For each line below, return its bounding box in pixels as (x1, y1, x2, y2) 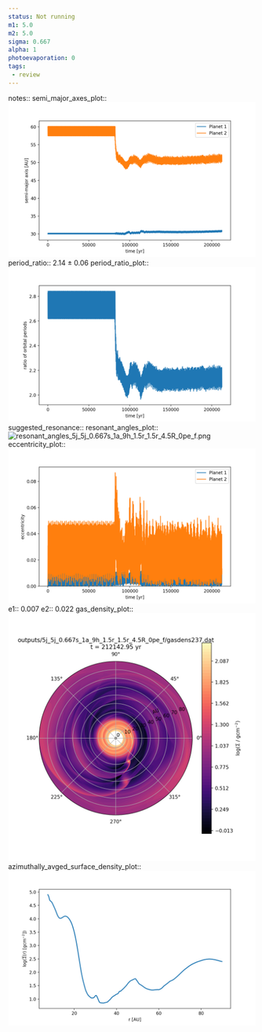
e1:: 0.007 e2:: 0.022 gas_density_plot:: (8, 604, 133, 614)
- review (11, 71, 41, 79)
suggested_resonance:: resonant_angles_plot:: (8, 422, 158, 432)
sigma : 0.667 (8, 38, 51, 46)
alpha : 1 (8, 46, 37, 54)
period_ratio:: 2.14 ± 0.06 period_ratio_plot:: (8, 258, 149, 267)
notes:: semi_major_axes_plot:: (8, 93, 107, 102)
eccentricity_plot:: (8, 439, 66, 448)
